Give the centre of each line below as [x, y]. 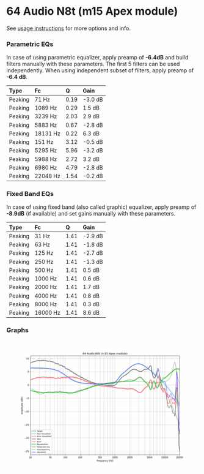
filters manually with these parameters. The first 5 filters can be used [93, 64]
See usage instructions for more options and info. [69, 28]
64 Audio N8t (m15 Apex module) [92, 11]
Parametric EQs [30, 44]
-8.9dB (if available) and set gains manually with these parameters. [91, 214]
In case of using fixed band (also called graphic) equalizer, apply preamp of [101, 207]
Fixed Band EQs [30, 194]
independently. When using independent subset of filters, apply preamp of [100, 70]
